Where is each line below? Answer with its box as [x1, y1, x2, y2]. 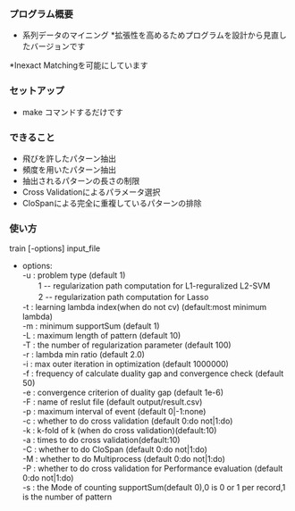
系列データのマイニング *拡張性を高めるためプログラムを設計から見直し [21, 29, 288, 41]
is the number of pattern [21, 491, 113, 502]
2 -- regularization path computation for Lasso [38, 292, 209, 303]
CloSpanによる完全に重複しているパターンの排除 [21, 197, 203, 208]
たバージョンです [21, 41, 86, 52]
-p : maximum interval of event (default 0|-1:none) [21, 406, 206, 417]
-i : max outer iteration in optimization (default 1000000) [21, 359, 230, 370]
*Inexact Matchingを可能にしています [9, 60, 148, 71]
